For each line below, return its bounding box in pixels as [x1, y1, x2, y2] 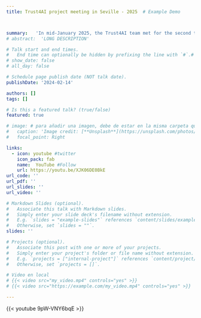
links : [6, 145, 23, 151]
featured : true [6, 112, 44, 119]
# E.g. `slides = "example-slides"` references [6, 217, 133, 223]
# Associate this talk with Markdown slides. [6, 206, 127, 212]
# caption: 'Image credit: [6, 129, 79, 135]
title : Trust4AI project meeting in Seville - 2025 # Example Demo [6, 8, 181, 15]
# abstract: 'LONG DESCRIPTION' [6, 35, 90, 42]
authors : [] [6, 90, 36, 96]
